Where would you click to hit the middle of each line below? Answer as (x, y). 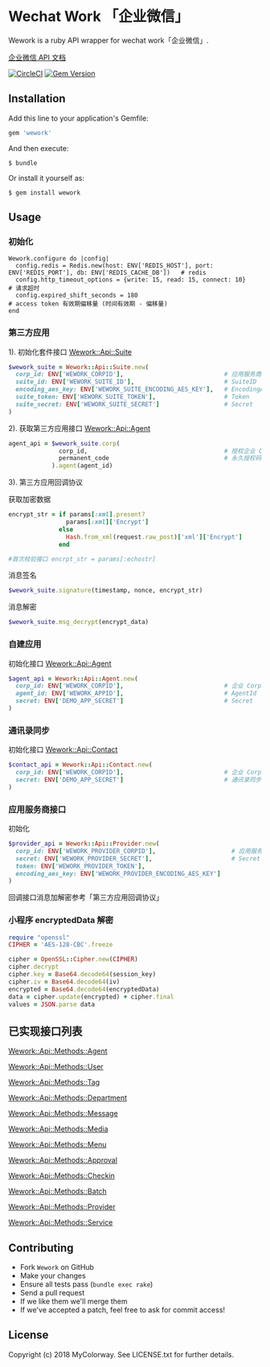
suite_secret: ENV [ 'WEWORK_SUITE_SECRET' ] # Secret (134, 404)
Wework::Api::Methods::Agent (58, 1051)
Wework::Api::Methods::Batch (57, 1192)
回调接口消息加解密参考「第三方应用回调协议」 (86, 897)
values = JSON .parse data (51, 1004)
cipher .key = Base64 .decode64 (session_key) (82, 975)
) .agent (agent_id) (82, 466)
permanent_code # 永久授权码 (160, 458)
